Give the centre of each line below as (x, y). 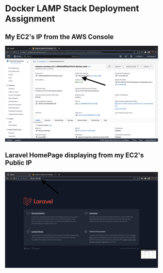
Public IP (19, 163)
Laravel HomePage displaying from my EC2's (74, 155)
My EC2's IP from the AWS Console (59, 37)
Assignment (30, 19)
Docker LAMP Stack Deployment (72, 9)
